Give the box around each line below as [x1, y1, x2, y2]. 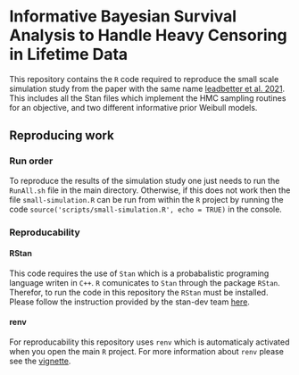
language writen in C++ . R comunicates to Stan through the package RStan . [9, 277, 281, 287]
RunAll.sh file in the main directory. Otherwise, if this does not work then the [9, 185, 291, 196]
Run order [9, 154, 54, 167]
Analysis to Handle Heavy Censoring [9, 25, 287, 46]
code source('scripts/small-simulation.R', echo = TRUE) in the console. [9, 204, 283, 214]
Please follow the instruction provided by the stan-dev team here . [9, 296, 250, 307]
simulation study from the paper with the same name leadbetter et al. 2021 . [9, 83, 286, 94]
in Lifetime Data [9, 45, 129, 64]
